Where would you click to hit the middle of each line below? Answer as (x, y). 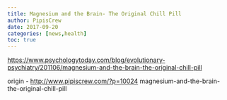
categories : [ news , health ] (47, 33)
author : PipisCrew (34, 20)
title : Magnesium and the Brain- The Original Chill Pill (94, 14)
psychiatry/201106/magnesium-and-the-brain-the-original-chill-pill (105, 68)
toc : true (22, 40)
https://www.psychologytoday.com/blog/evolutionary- (86, 60)
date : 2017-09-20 (33, 27)
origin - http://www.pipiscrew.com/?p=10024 (73, 81)
